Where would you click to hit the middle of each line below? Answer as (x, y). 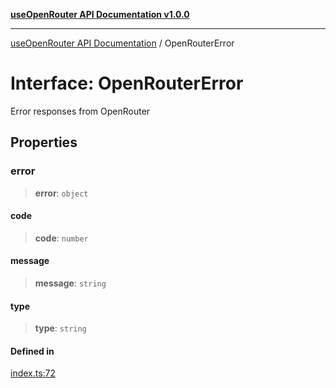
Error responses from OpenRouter (80, 111)
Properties (44, 142)
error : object (61, 193)
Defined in (32, 351)
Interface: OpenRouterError (127, 83)
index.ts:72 (33, 373)
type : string (60, 328)
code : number (61, 238)
